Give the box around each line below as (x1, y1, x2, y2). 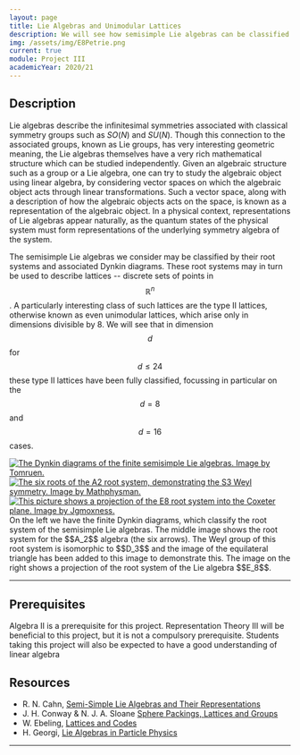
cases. (9, 440, 34, 452)
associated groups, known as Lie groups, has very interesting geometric (9, 139, 275, 149)
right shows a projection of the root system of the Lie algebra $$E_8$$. (9, 563, 272, 573)
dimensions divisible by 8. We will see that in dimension (9, 319, 214, 330)
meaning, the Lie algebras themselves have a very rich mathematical (9, 148, 262, 159)
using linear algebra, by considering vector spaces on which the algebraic (9, 176, 282, 188)
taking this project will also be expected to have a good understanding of (9, 640, 278, 650)
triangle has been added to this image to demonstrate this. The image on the (9, 553, 291, 564)
